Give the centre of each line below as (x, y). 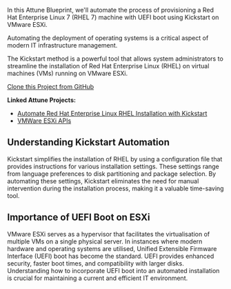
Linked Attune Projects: (41, 100)
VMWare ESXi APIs (44, 121)
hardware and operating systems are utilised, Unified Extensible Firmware (112, 248)
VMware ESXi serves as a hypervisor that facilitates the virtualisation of (109, 234)
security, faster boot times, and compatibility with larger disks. (96, 263)
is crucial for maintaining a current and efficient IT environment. (98, 278)
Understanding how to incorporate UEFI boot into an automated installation (113, 270)
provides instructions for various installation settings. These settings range (113, 166)
